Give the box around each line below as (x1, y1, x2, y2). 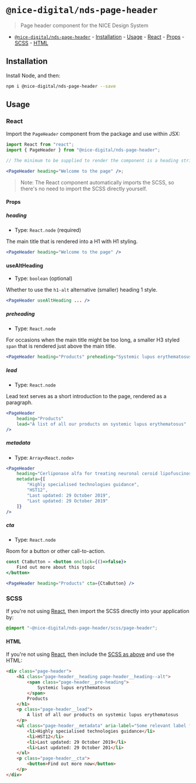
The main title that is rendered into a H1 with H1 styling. (6, 238, 138, 245)
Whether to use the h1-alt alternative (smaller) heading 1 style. (6, 286, 157, 293)
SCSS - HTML (14, 39, 48, 46)
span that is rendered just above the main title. (6, 343, 117, 350)
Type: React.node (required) (14, 227, 82, 234)
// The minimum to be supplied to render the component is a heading (6, 158, 179, 164)
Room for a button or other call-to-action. (6, 548, 106, 555)
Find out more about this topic (16, 565, 95, 570)
